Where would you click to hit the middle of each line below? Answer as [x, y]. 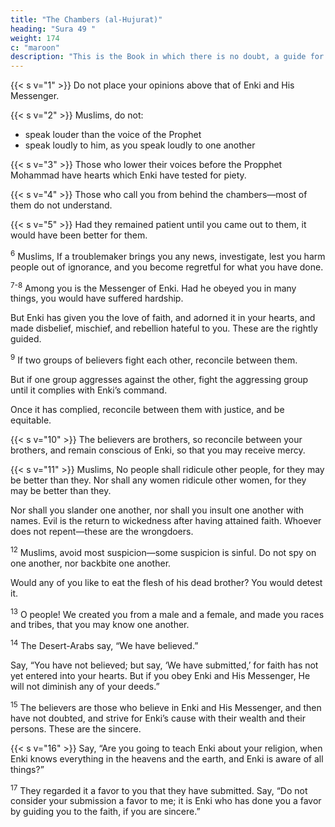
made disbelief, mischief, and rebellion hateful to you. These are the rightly [164, 328]
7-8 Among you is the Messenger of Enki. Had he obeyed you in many [153, 287]
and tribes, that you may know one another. [100, 625]
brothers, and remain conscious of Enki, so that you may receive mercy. [158, 450]
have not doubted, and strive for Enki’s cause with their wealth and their [158, 718]
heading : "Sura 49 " [53, 29]
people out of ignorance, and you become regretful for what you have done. [167, 267]
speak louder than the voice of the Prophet [113, 135]
